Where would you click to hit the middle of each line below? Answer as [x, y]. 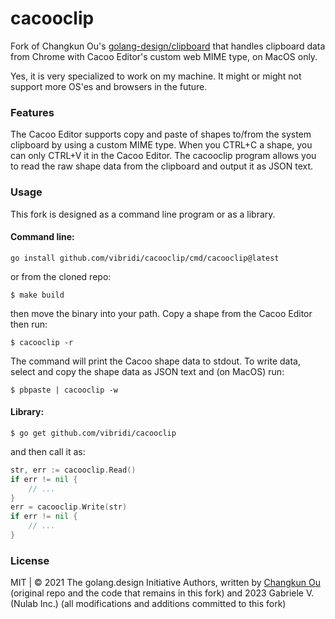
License [30, 560]
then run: [29, 324]
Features [32, 112]
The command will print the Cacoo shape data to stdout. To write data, [156, 361]
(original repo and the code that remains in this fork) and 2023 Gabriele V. [162, 593]
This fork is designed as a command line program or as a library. [143, 214]
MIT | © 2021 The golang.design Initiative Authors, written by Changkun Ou [165, 583]
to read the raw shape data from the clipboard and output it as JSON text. [162, 166]
